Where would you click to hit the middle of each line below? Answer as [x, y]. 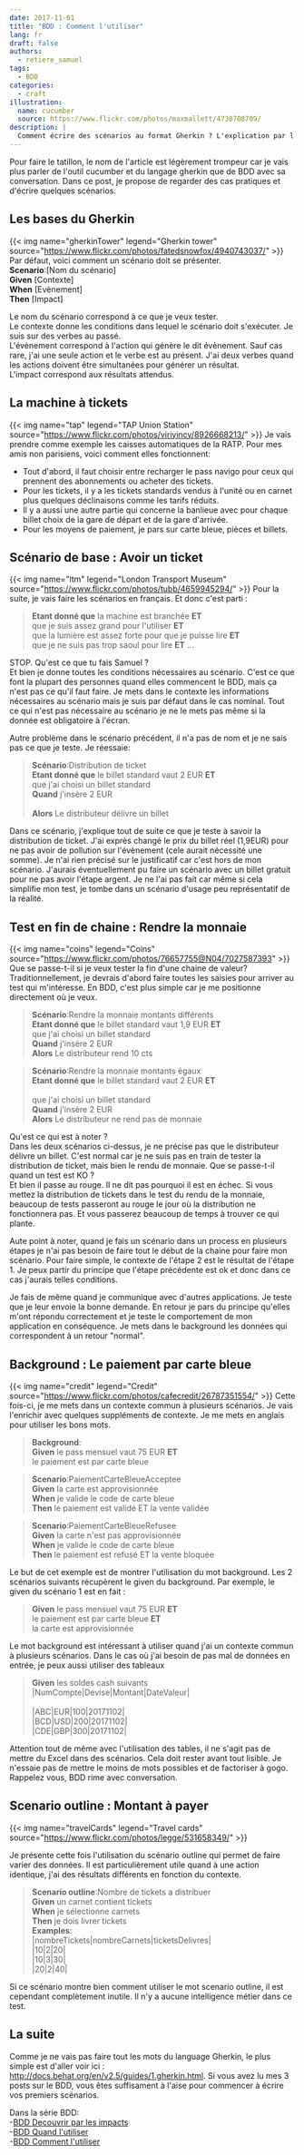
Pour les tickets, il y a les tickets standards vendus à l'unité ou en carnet [157, 490]
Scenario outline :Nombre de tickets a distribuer [121, 1892]
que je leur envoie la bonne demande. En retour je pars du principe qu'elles [150, 1307]
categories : [32, 85]
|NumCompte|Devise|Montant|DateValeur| [111, 1692]
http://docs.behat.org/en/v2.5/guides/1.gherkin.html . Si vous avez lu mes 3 [149, 2075]
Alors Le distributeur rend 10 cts [92, 1053]
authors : [26, 52]
